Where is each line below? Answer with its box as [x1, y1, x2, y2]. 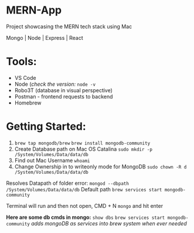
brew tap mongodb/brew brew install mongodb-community [14, 140, 151, 146]
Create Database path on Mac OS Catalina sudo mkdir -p [14, 145, 152, 153]
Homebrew [14, 99, 42, 106]
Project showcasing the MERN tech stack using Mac [6, 23, 132, 30]
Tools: [6, 55, 37, 68]
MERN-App [6, 4, 62, 17]
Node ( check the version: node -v [14, 80, 96, 87]
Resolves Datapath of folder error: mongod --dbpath [6, 180, 129, 187]
